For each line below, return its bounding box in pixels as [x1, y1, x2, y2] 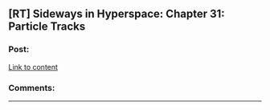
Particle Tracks [8, 20, 86, 34]
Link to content [8, 62, 59, 71]
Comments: [8, 82, 55, 93]
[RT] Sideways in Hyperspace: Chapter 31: [8, 7, 225, 21]
